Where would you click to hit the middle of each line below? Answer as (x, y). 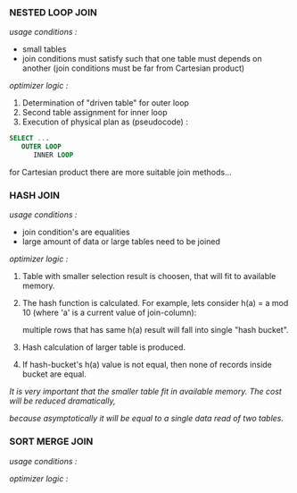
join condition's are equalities (76, 232)
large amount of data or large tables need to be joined (121, 242)
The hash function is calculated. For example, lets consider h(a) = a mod (155, 303)
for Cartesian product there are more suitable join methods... (120, 172)
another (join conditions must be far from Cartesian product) (133, 68)
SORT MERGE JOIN (51, 442)
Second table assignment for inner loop (95, 113)
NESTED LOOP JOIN (54, 13)
